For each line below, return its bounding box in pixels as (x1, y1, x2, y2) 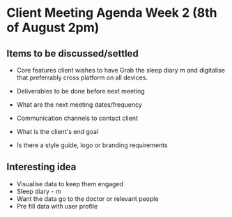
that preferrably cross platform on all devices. (16, 73, 148, 82)
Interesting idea (6, 161, 77, 173)
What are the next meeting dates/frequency (16, 100, 142, 109)
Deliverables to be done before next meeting (16, 87, 145, 95)
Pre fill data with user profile (16, 202, 98, 210)
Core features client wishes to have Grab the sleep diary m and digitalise (16, 66, 226, 74)
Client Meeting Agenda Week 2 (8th (6, 5, 217, 21)
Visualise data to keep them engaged (16, 179, 123, 188)
